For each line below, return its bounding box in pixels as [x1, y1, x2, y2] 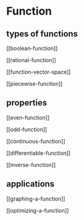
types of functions [6, 29, 78, 39]
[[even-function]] [6, 114, 50, 121]
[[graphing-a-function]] [6, 195, 66, 202]
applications [6, 179, 55, 190]
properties [6, 98, 47, 108]
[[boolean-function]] [6, 44, 58, 52]
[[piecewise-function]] [6, 80, 63, 87]
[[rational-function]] [6, 57, 57, 63]
